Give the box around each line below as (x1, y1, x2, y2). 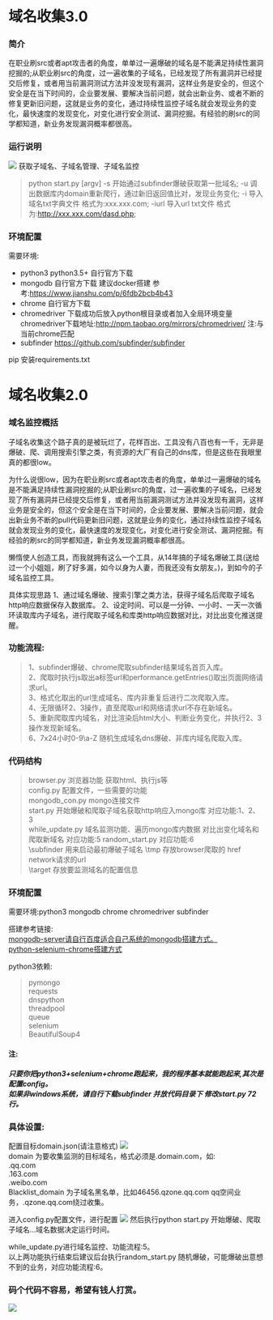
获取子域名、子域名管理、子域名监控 (18, 161, 139, 171)
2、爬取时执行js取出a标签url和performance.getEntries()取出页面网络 (28, 672, 257, 682)
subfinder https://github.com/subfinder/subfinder (19, 338, 186, 348)
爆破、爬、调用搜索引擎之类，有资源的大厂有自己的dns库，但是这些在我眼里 (8, 447, 262, 457)
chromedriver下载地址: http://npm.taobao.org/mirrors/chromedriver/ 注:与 (19, 319, 264, 329)
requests (28, 986, 58, 996)
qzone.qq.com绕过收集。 (24, 1197, 109, 1207)
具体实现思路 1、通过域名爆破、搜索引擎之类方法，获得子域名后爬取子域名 (8, 590, 255, 599)
